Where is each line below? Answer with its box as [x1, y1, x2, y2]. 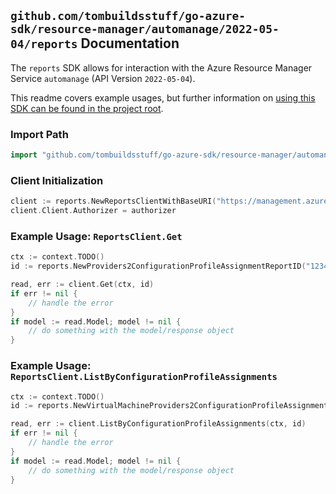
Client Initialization [10, 173, 104, 187]
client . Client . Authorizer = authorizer [10, 206, 177, 216]
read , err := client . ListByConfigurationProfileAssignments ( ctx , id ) [10, 419, 307, 429]
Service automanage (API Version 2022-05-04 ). [10, 72, 196, 84]
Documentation [80, 35, 180, 52]
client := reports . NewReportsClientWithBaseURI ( [10, 196, 217, 207]
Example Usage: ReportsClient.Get [10, 229, 183, 243]
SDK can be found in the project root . [10, 102, 164, 114]
